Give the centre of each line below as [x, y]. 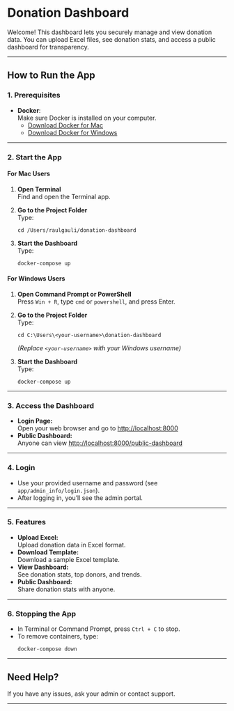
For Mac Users [29, 174]
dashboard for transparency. [48, 47]
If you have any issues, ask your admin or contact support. [91, 694]
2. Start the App [34, 157]
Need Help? [33, 677]
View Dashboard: [43, 567]
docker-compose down [47, 649]
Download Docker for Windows [72, 132]
